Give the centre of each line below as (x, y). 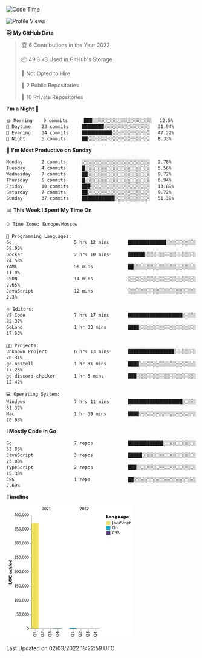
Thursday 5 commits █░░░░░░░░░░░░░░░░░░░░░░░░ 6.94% (89, 180)
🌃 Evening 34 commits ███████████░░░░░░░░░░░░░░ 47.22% (90, 133)
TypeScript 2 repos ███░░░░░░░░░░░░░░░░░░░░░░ (101, 467)
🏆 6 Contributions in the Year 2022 (65, 45)
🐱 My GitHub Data (30, 33)
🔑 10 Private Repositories (52, 97)
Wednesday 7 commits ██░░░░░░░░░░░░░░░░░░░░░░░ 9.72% (89, 174)
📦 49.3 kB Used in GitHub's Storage (67, 59)
